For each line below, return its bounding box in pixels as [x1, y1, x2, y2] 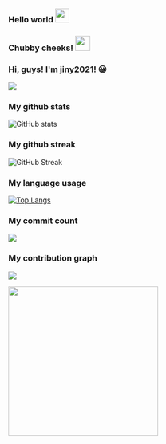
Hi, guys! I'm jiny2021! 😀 [8, 64, 108, 75]
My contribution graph [8, 253, 97, 264]
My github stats [8, 101, 71, 112]
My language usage [8, 177, 87, 188]
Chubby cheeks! [8, 42, 74, 53]
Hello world [8, 14, 54, 25]
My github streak [8, 139, 76, 151]
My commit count [8, 215, 78, 226]
